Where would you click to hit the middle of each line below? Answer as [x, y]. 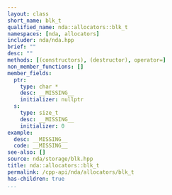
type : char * [39, 87]
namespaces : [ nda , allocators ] [53, 34]
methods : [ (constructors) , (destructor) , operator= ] [87, 60]
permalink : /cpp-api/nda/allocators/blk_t [71, 172]
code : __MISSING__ [41, 146]
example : [20, 133]
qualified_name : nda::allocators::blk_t [68, 27]
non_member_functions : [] [45, 67]
